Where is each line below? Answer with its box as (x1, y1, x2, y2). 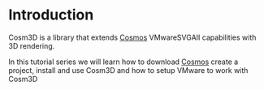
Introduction (8, 6, 94, 24)
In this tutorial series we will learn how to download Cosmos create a (8, 57, 239, 66)
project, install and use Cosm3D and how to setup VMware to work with (8, 65, 249, 75)
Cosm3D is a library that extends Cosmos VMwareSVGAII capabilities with (8, 32, 257, 42)
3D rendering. (8, 41, 55, 50)
